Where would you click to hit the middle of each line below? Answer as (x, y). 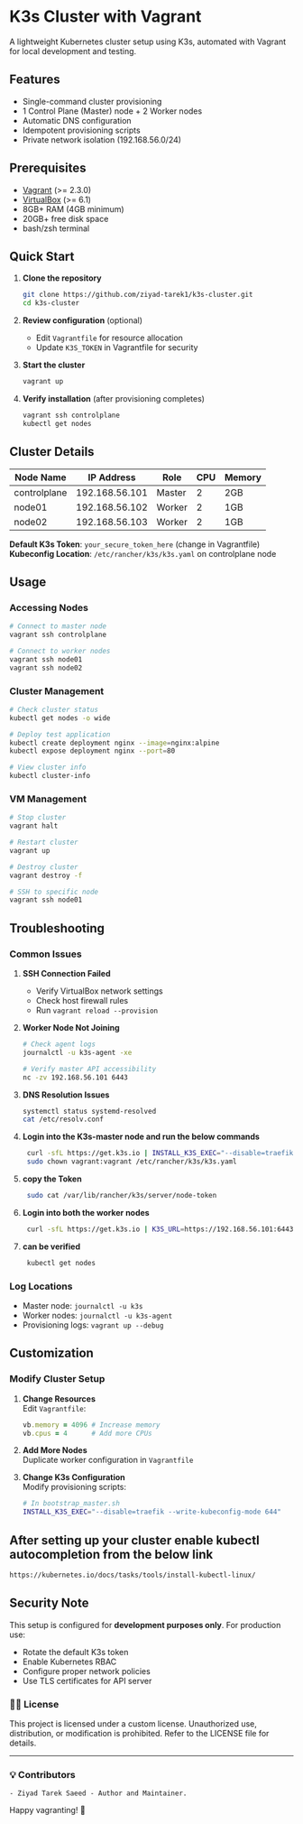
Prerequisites (48, 168)
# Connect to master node (58, 626)
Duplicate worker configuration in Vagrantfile (108, 1460)
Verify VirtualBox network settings (100, 991)
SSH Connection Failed (66, 974)
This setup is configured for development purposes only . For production (145, 1625)
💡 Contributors (42, 1774)
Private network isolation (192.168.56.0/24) (102, 139)
